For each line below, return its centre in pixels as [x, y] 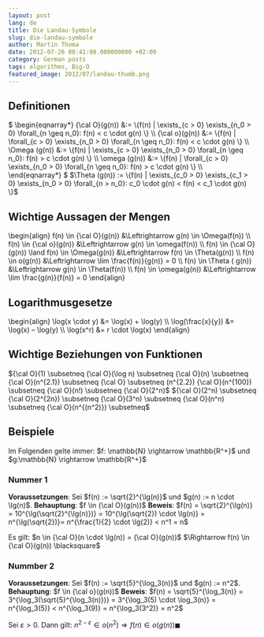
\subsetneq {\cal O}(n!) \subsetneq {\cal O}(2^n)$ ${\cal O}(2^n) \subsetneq [132, 390]
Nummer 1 [28, 479]
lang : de [22, 23]
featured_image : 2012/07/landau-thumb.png [79, 74]
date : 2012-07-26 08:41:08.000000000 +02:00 [82, 52]
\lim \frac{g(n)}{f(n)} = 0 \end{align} [67, 278]
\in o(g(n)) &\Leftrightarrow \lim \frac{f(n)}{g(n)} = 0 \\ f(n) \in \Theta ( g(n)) [130, 261]
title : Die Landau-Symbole [52, 30]
